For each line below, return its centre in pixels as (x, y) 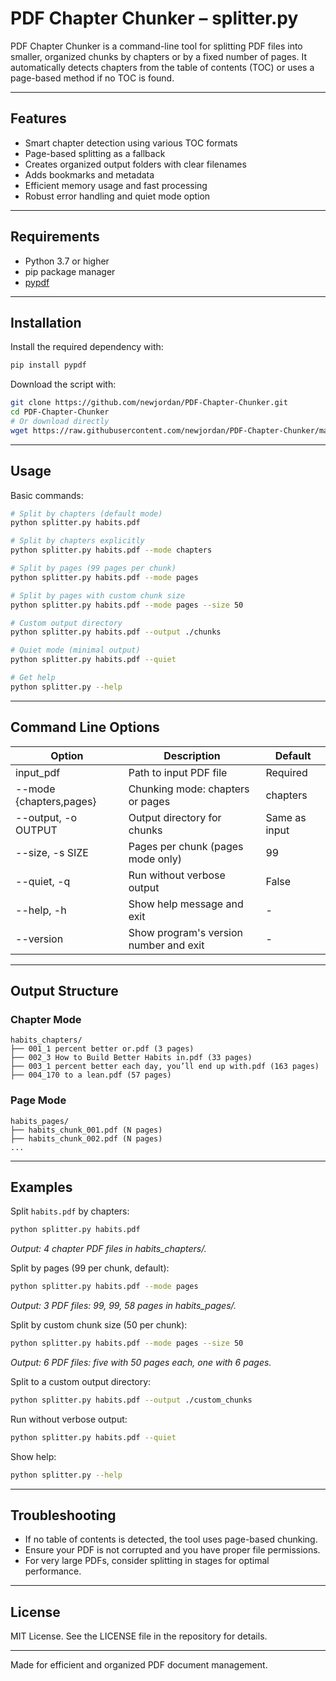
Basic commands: (47, 495)
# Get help (33, 678)
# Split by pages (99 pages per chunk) (93, 568)
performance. (53, 1571)
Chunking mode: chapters (189, 789)
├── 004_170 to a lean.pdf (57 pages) (91, 1075)
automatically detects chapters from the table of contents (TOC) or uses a (162, 67)
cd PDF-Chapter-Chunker (60, 412)
